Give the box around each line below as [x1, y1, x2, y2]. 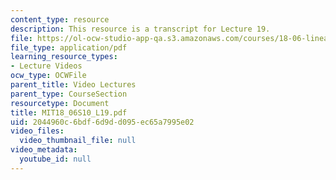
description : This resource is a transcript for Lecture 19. [10, 24, 271, 34]
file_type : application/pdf [10, 42, 128, 53]
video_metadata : [10, 145, 78, 155]
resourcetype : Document [10, 98, 110, 108]
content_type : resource [10, 14, 110, 25]
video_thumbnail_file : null [19, 136, 137, 146]
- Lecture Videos [10, 61, 83, 71]
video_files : [10, 126, 65, 136]
